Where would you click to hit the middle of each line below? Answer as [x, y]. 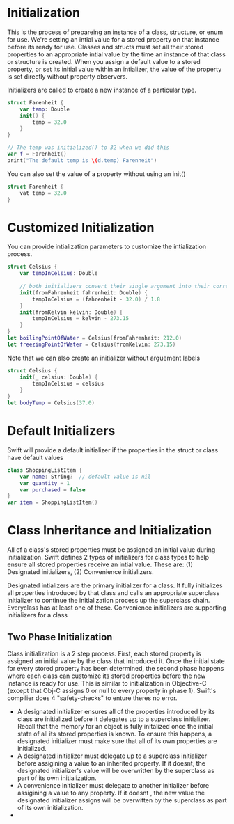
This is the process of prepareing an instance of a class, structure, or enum [115, 32]
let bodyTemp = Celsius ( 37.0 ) [51, 403]
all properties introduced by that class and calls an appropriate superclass [114, 593]
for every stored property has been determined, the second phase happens [116, 668]
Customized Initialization [81, 227]
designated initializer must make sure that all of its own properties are [117, 741]
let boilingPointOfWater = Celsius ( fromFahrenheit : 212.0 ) [95, 338]
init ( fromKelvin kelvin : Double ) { [71, 312]
